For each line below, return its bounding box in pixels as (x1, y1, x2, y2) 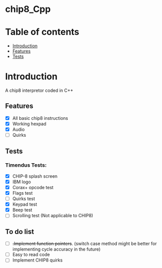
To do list (5, 227, 34, 236)
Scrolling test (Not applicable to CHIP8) (12, 213, 93, 219)
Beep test (12, 207, 32, 213)
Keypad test (12, 201, 37, 208)
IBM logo (12, 179, 31, 185)
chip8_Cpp (5, 3, 51, 15)
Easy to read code (12, 252, 50, 258)
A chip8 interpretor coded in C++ (5, 87, 73, 93)
